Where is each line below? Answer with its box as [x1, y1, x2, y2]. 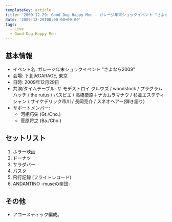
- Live [10, 27, 24, 32]
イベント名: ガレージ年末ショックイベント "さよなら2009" [12, 66, 136, 72]
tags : [5, 22, 17, 27]
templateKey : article [5, 7, 52, 13]
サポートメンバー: [12, 105, 50, 111]
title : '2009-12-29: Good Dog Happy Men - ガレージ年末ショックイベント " [5, 12, 158, 17]
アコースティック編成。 [12, 211, 62, 218]
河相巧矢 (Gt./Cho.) [20, 111, 61, 117]
